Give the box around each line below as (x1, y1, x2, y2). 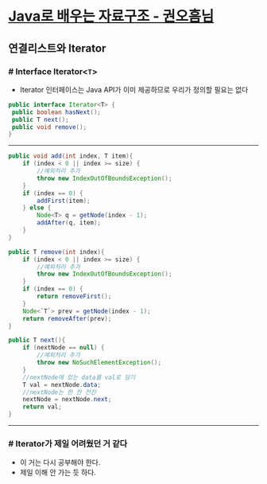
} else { (22, 204, 52, 212)
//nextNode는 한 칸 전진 (22, 388, 97, 396)
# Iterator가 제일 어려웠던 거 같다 (8, 438, 128, 449)
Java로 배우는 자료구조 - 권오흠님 (8, 7, 215, 25)
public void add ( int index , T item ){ (8, 152, 133, 160)
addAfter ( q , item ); (37, 219, 102, 227)
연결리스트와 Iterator (8, 41, 106, 55)
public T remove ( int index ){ (8, 248, 105, 256)
